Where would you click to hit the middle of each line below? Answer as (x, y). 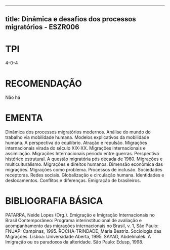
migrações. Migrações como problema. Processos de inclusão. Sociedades (84, 170)
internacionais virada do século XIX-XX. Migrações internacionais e (75, 148)
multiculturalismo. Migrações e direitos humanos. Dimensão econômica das (84, 164)
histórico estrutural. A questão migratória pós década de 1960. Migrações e (84, 159)
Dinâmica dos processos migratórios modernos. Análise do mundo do (78, 132)
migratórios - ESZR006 (42, 27)
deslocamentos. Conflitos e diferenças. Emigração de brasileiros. (73, 181)
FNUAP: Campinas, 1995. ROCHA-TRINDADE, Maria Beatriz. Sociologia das (83, 231)
